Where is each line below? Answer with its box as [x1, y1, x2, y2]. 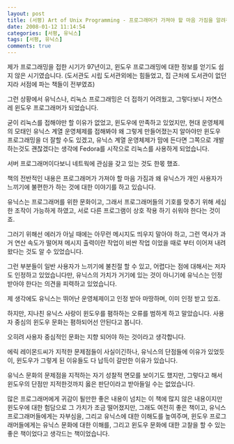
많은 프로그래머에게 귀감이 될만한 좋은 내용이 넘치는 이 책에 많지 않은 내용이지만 [7, 395, 223, 403]
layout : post [7, 10, 45, 17]
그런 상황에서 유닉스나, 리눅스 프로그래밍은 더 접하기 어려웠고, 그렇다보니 [7, 95, 204, 103]
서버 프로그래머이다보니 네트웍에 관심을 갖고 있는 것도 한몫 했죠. [7, 160, 180, 167]
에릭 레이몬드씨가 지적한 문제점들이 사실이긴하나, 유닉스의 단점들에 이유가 [7, 348, 207, 355]
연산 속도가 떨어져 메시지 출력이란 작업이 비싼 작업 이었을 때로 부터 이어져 [14, 238, 214, 247]
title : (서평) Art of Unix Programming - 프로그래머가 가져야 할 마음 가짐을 [7, 17, 214, 24]
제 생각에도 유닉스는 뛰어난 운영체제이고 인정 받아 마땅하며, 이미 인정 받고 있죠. [7, 294, 221, 303]
